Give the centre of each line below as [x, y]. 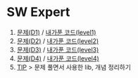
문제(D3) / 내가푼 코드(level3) [58, 49]
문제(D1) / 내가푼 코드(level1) [56, 32]
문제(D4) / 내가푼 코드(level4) [58, 58]
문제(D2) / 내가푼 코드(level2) [58, 41]
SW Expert [38, 12]
